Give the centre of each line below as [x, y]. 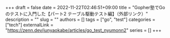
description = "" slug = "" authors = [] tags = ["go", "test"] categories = [80, 20]
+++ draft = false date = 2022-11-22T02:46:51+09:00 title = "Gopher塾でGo [85, 7]
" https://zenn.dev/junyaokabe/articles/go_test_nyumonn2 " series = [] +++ [83, 30]
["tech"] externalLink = [29, 25]
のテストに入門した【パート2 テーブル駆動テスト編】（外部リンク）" [77, 14]
